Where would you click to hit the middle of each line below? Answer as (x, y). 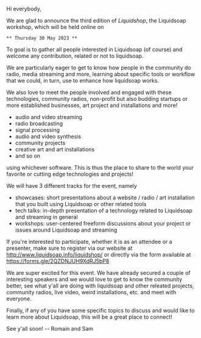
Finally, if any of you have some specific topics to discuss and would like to (100, 310)
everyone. (19, 298)
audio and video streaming (48, 117)
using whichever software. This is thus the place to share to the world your (100, 167)
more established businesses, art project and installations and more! (92, 105)
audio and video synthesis (48, 136)
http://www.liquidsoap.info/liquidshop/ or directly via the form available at (99, 254)
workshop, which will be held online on (55, 27)
